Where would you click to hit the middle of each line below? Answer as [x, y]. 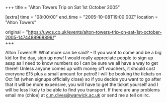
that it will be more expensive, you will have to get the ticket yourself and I [82, 84]
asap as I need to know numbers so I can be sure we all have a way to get [82, 63]
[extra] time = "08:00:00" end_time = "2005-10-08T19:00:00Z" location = [82, 17]
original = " [17, 32]
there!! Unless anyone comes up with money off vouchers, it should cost [80, 68]
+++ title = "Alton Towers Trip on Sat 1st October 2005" [63, 7]
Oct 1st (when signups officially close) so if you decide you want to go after [83, 79]
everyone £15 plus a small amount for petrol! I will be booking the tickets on [83, 74]
